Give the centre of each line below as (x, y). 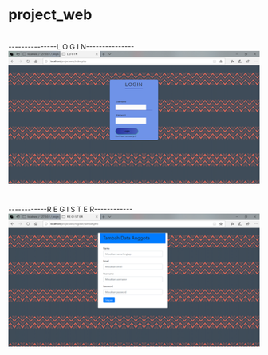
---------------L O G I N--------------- (71, 47)
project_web (50, 15)
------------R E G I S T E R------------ (71, 209)
